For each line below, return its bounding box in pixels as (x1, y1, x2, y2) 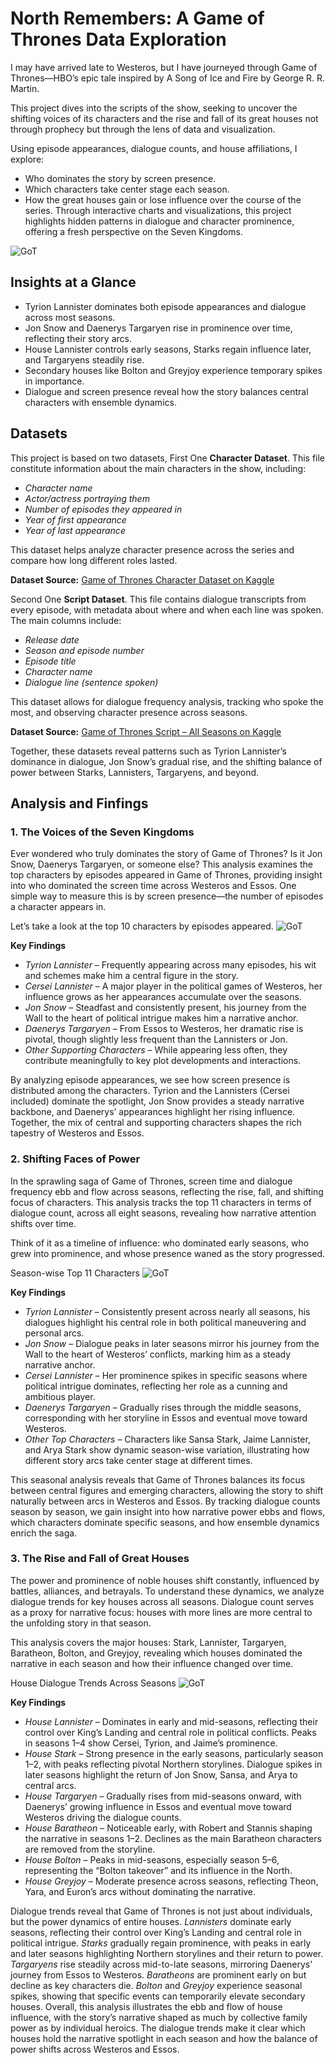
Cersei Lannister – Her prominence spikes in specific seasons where (24, 1369, 308, 1381)
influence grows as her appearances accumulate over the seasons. (24, 991, 302, 1003)
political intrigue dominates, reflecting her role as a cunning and (24, 1380, 288, 1392)
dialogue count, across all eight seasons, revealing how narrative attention (10, 1207, 317, 1219)
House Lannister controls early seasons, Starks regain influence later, (24, 343, 312, 355)
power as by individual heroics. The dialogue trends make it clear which (10, 2022, 306, 2034)
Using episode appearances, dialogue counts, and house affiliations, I (10, 142, 298, 154)
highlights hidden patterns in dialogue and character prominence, (24, 215, 295, 227)
